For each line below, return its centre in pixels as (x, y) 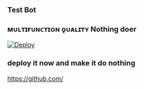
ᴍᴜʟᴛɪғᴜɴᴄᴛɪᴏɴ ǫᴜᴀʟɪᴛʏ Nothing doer (72, 29)
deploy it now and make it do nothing (71, 63)
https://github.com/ (35, 78)
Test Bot (22, 10)
